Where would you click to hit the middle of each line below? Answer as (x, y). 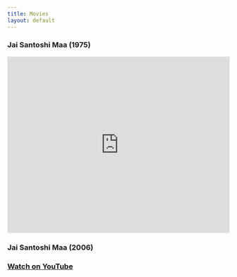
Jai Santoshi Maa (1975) (49, 45)
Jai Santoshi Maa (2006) (50, 247)
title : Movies (28, 14)
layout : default (31, 20)
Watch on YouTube (40, 266)
